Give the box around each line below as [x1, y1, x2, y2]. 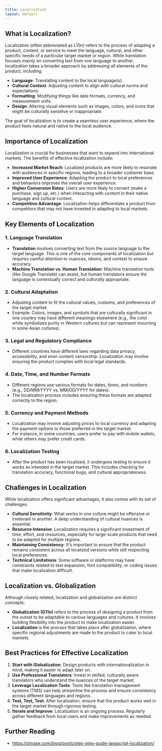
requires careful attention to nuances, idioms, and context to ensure [12, 256, 147, 261]
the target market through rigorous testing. [12, 703, 98, 709]
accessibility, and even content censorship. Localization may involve [12, 354, 149, 359]
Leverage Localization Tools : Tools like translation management [12, 682, 140, 688]
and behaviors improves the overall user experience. [12, 180, 117, 186]
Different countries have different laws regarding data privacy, [12, 348, 136, 354]
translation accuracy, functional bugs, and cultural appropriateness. [12, 469, 147, 475]
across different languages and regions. [12, 692, 92, 699]
